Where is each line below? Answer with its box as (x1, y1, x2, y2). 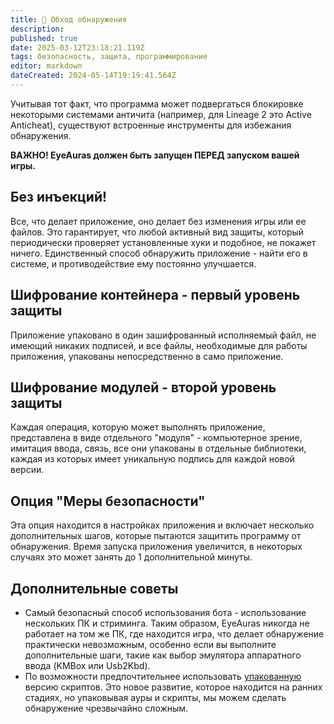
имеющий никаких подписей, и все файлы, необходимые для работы (10, 339, 308, 351)
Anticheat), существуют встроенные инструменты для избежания (10, 119, 292, 131)
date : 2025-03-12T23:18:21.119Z (10, 42, 145, 53)
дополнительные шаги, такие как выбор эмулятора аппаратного (24, 649, 302, 661)
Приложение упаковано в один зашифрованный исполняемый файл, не (10, 329, 317, 341)
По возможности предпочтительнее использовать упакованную (24, 670, 302, 682)
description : (10, 24, 65, 34)
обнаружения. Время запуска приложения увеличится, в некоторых (10, 541, 303, 553)
